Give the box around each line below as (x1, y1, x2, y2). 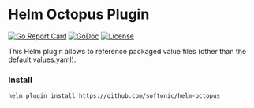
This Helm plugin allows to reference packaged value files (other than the (8, 46, 247, 56)
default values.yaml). (8, 55, 77, 64)
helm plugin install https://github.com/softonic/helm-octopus (8, 92, 221, 100)
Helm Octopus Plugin (8, 5, 150, 23)
